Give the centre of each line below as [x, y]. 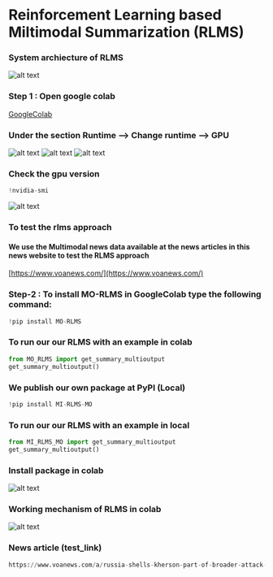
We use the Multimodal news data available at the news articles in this [129, 246]
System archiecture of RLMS [66, 58]
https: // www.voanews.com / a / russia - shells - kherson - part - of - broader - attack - [138, 565]
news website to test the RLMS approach [79, 255]
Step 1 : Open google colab [62, 97]
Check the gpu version [54, 174]
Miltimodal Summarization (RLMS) [126, 32]
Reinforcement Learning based [115, 15]
